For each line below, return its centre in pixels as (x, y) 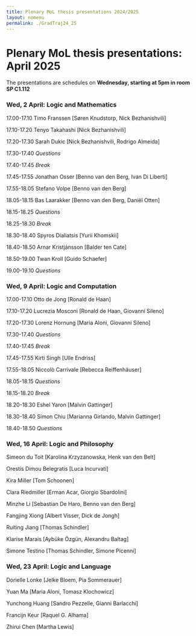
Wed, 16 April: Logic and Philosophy (60, 444)
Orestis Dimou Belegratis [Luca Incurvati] (57, 469)
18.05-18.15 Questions (33, 381)
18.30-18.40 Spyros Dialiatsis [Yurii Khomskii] (62, 235)
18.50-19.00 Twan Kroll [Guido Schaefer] (57, 258)
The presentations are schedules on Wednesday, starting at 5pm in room (98, 83)
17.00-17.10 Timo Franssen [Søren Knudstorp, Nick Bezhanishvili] (86, 118)
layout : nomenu (25, 18)
